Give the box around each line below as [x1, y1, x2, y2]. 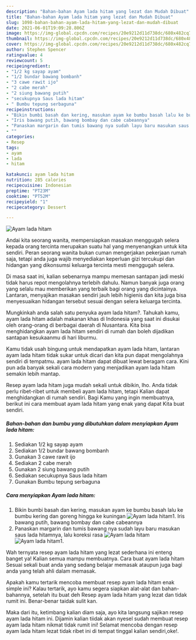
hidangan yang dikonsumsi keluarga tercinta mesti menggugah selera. [6, 262, 175, 269]
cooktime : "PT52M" [6, 193, 51, 199]
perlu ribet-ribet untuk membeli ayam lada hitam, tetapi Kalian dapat [6, 388, 170, 395]
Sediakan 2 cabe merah [14, 460, 72, 467]
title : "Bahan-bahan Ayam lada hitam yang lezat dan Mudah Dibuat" [6, 14, 174, 20]
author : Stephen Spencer [6, 47, 66, 53]
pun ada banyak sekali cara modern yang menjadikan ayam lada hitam [6, 364, 175, 371]
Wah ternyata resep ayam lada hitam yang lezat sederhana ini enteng [6, 549, 172, 556]
